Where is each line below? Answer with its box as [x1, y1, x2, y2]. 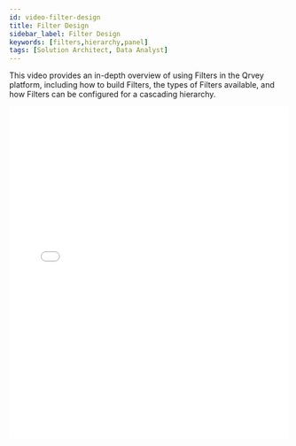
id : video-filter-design [9, 12, 101, 22]
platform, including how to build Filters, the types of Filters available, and [9, 80, 275, 90]
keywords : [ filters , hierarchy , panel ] [9, 37, 149, 47]
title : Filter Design [9, 21, 90, 30]
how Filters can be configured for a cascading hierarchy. [9, 89, 216, 100]
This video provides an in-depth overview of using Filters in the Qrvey [9, 70, 264, 81]
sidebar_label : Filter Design [9, 29, 121, 38]
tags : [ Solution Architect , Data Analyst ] [9, 46, 168, 55]
